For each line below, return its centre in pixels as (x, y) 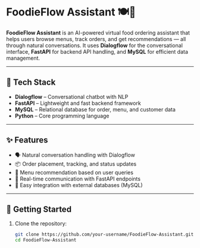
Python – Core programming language (62, 116)
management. (23, 58)
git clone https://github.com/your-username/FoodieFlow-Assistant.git (104, 235)
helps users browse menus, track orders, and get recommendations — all (96, 39)
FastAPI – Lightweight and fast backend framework (78, 103)
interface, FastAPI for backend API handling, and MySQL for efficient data (97, 51)
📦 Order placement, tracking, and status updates (76, 164)
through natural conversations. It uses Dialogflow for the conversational (95, 45)
